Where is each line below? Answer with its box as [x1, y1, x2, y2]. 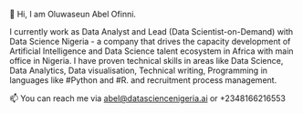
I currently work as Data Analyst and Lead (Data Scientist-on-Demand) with [9, 26, 294, 36]
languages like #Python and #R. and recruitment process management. [9, 75, 277, 86]
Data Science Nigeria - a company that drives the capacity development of [9, 36, 291, 46]
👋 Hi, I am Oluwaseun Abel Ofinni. [9, 9, 137, 19]
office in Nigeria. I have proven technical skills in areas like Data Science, [9, 56, 284, 66]
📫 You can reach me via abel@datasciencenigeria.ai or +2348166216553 [9, 93, 286, 104]
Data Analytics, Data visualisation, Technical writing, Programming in [9, 65, 267, 76]
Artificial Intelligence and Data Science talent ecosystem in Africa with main [9, 46, 294, 56]
